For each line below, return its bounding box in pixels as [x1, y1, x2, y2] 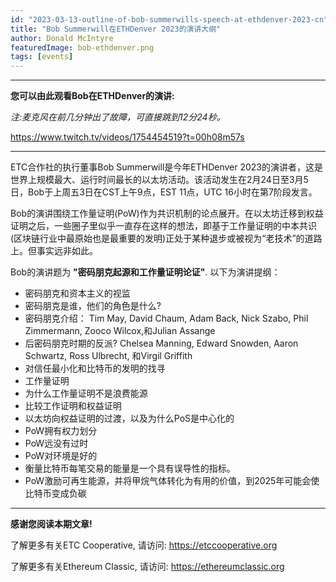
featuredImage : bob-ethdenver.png [10, 42, 155, 53]
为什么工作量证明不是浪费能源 [24, 387, 148, 400]
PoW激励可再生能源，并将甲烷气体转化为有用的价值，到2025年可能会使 [24, 475, 320, 487]
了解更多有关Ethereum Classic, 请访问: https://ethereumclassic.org [10, 561, 285, 573]
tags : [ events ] [10, 52, 74, 62]
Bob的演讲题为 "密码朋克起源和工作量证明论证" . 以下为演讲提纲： [10, 266, 281, 278]
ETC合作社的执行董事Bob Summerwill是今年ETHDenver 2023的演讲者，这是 [10, 161, 323, 173]
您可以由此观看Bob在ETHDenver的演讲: [10, 90, 175, 102]
